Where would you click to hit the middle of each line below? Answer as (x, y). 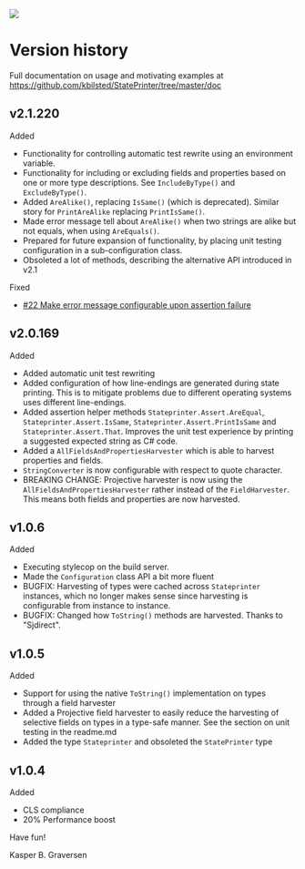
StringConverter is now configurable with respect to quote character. (152, 470)
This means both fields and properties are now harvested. (131, 499)
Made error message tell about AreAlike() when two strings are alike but (159, 221)
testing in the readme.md (70, 732)
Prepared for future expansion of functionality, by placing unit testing (152, 240)
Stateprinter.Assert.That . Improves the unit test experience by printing (158, 431)
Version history (69, 51)
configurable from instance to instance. (97, 606)
